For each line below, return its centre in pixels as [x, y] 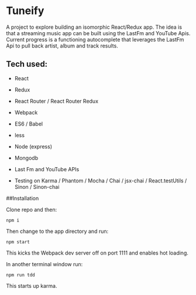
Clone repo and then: [32, 209]
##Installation [23, 198]
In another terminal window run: [44, 264]
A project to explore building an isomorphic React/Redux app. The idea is [94, 27]
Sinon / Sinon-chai [37, 187]
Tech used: [27, 64]
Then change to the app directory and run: [57, 231]
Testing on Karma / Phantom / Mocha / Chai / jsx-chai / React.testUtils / [101, 181]
